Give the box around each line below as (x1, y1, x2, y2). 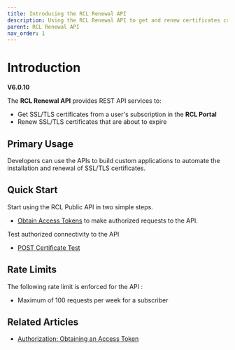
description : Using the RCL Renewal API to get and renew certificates (7, 17, 220, 24)
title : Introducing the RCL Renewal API (7, 10, 127, 17)
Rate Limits (7, 264, 57, 276)
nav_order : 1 (7, 29, 45, 37)
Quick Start (7, 184, 58, 196)
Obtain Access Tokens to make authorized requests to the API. (17, 216, 198, 225)
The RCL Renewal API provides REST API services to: (7, 97, 162, 105)
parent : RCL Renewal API (7, 23, 80, 30)
